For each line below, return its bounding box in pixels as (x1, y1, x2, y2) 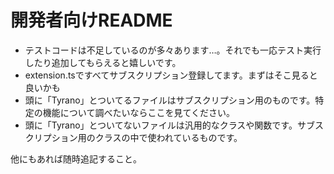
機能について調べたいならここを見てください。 (42, 106, 235, 118)
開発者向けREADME (10, 9, 173, 32)
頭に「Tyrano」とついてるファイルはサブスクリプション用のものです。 (24, 94, 316, 106)
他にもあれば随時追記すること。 (10, 152, 142, 165)
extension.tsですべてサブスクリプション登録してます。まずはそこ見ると (24, 69, 318, 81)
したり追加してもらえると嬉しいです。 (24, 56, 182, 68)
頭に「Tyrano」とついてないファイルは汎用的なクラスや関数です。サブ (24, 119, 315, 131)
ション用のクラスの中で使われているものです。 (51, 131, 243, 143)
